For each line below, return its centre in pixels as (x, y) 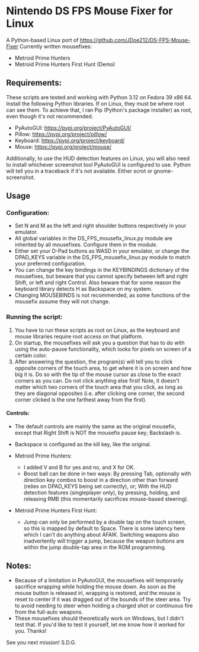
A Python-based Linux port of (42, 40)
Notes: (19, 566)
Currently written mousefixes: (56, 46)
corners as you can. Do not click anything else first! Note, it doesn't (97, 380)
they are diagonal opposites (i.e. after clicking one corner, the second (99, 393)
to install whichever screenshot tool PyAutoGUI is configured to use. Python (99, 164)
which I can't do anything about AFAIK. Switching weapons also (101, 534)
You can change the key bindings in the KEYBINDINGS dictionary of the (102, 270)
